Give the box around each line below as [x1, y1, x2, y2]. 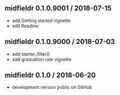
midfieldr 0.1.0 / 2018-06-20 [5, 71, 96, 80]
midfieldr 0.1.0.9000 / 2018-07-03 [5, 37, 115, 46]
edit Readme [12, 23, 39, 29]
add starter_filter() [12, 51, 50, 57]
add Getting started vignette [12, 17, 71, 23]
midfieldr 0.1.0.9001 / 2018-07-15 [5, 4, 112, 13]
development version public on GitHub [12, 84, 92, 90]
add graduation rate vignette [12, 56, 72, 62]
